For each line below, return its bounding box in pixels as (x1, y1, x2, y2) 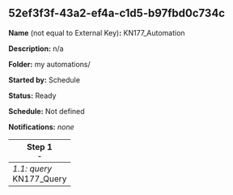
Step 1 (27, 141, 53, 152)
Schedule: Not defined (8, 106, 85, 116)
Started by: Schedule (8, 74, 81, 84)
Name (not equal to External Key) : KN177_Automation (8, 28, 185, 37)
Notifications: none (8, 121, 74, 132)
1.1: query (12, 163, 53, 174)
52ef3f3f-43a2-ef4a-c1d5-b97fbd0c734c (8, 6, 225, 20)
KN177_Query (12, 173, 67, 184)
